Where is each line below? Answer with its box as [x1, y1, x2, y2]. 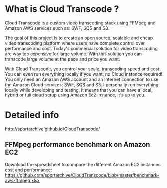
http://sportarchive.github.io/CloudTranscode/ [5, 126, 100, 132]
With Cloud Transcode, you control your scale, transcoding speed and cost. [5, 66, 161, 72]
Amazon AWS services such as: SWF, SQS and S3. [5, 25, 110, 31]
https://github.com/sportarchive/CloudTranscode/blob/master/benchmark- [5, 172, 160, 178]
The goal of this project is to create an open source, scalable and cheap [5, 35, 153, 41]
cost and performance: [5, 167, 52, 173]
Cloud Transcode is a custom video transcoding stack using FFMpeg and [5, 20, 156, 26]
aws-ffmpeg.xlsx [5, 177, 40, 183]
